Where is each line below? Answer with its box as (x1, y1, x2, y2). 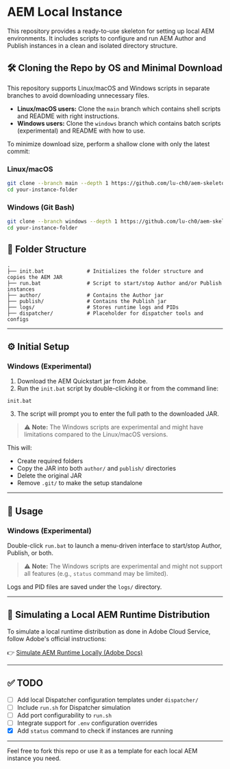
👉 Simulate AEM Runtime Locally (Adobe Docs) (7, 648, 143, 656)
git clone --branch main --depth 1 (7, 180, 109, 187)
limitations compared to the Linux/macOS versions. (23, 430, 168, 438)
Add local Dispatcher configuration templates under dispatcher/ (16, 695, 199, 704)
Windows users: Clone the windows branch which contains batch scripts (16, 119, 221, 127)
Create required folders (16, 457, 84, 465)
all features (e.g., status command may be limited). (23, 570, 169, 578)
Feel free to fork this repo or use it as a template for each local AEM (7, 746, 198, 755)
